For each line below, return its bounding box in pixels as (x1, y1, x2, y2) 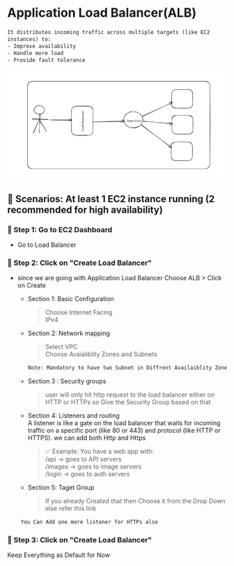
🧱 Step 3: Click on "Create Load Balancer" (7, 535, 152, 544)
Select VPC (45, 343, 78, 351)
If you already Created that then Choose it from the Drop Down (45, 497, 226, 505)
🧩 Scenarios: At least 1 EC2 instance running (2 (7, 193, 215, 205)
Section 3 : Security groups (27, 377, 107, 385)
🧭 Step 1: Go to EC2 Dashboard (7, 224, 113, 234)
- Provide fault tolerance (7, 56, 86, 63)
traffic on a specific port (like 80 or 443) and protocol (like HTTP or (27, 427, 221, 435)
